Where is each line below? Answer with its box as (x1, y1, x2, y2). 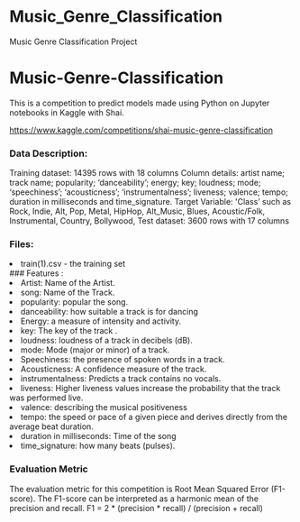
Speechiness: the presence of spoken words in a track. (21, 354, 225, 365)
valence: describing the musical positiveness (21, 402, 187, 413)
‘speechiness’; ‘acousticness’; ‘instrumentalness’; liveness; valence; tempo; (9, 187, 288, 197)
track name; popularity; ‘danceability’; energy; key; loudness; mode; (9, 178, 261, 188)
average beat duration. (9, 421, 95, 432)
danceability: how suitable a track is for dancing (21, 307, 198, 317)
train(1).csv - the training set (21, 259, 126, 270)
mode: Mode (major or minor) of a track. (21, 344, 170, 355)
